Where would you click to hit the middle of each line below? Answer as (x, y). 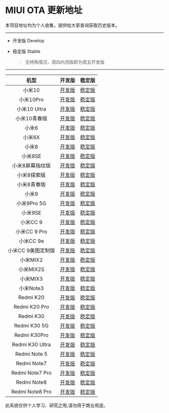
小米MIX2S (31, 269)
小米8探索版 (31, 175)
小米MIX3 (31, 279)
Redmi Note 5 (31, 354)
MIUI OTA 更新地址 (44, 10)
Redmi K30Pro (31, 335)
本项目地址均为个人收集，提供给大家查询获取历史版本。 (62, 25)
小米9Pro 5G (31, 203)
